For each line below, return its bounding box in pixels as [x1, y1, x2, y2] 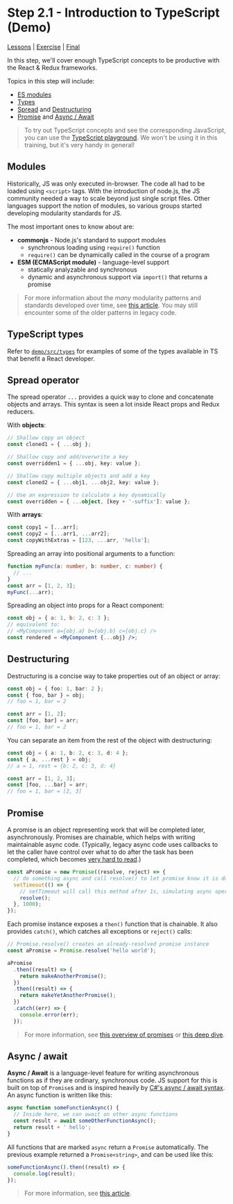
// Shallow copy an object [7, 434, 85, 442]
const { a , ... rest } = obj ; [7, 756, 92, 763]
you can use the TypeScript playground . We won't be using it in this [24, 133, 218, 142]
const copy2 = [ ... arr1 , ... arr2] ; [7, 530, 110, 538]
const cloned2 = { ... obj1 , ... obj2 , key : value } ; [7, 479, 159, 486]
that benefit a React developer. [7, 354, 95, 363]
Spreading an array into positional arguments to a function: [7, 550, 175, 557]
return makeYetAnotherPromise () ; [19, 992, 116, 999]
